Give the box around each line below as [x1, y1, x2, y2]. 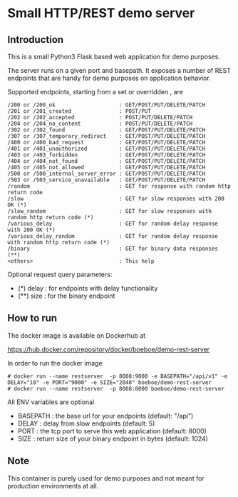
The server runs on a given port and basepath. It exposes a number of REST [7, 66, 232, 74]
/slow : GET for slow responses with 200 [7, 195, 224, 202]
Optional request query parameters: [7, 270, 113, 278]
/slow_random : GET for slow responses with [7, 208, 212, 215]
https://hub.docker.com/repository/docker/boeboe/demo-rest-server [7, 345, 210, 353]
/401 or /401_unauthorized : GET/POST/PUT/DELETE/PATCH [7, 145, 205, 152]
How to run [7, 312, 58, 324]
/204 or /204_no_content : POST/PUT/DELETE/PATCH [7, 120, 193, 127]
